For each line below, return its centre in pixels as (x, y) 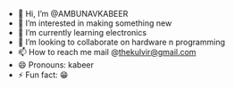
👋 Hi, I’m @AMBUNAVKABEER (73, 14)
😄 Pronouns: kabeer (55, 65)
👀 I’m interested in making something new (95, 23)
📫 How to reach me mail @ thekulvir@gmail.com (107, 52)
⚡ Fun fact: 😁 (43, 75)
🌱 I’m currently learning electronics (82, 32)
